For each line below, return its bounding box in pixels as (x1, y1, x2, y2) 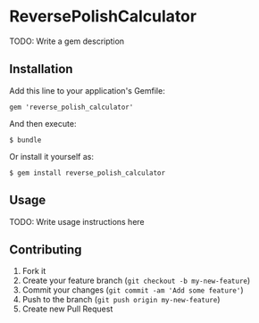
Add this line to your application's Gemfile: (9, 85, 165, 95)
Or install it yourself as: (9, 151, 94, 161)
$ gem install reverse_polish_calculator (9, 168, 166, 178)
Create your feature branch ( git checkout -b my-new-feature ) (21, 275, 251, 286)
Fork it (21, 266, 46, 277)
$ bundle (9, 136, 42, 145)
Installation (9, 62, 73, 77)
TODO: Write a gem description (9, 36, 125, 46)
